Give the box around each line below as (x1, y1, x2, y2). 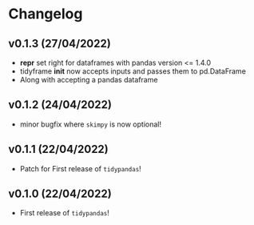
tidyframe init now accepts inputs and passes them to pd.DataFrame (19, 66, 246, 76)
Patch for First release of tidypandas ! (19, 163, 141, 173)
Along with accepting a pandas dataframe (19, 75, 158, 84)
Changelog (8, 5, 83, 23)
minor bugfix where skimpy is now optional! (19, 119, 162, 129)
